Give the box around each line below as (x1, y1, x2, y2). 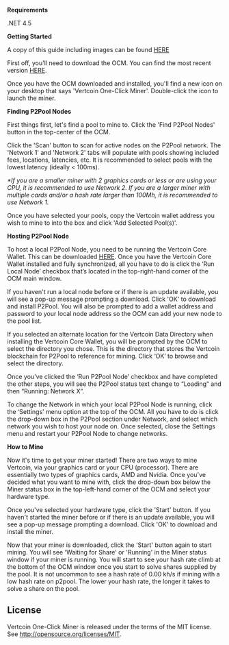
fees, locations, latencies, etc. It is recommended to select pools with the (7, 156, 213, 164)
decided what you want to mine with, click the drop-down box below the (7, 478, 211, 486)
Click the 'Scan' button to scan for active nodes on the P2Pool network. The (7, 141, 221, 149)
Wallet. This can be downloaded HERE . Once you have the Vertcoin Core (7, 253, 212, 260)
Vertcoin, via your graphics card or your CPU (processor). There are (7, 463, 199, 472)
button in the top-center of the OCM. (7, 128, 111, 136)
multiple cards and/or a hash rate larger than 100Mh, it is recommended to (7, 191, 218, 199)
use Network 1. (7, 198, 49, 206)
